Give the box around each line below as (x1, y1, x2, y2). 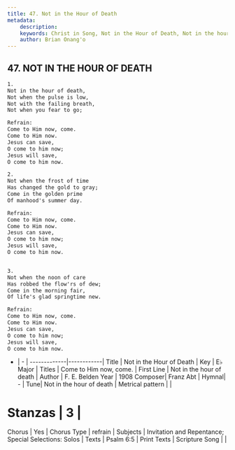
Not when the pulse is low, (7, 94, 90, 101)
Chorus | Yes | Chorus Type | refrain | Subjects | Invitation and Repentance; (7, 428, 225, 436)
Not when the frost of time (7, 178, 90, 185)
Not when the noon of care (7, 274, 86, 281)
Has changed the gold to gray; (7, 184, 99, 191)
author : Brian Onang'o (20, 36, 86, 43)
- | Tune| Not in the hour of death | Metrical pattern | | (17, 380, 173, 388)
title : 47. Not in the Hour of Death (7, 10, 117, 17)
